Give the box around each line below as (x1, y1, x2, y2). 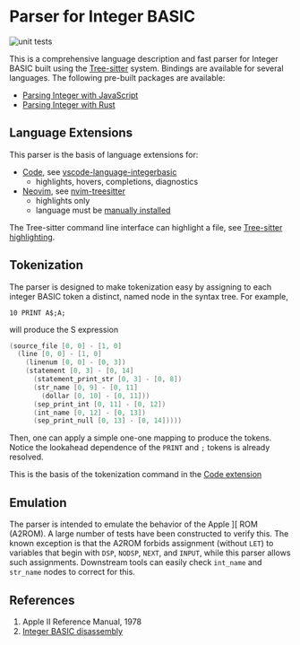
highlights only (35, 195, 90, 205)
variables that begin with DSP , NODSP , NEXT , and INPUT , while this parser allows (9, 547, 291, 558)
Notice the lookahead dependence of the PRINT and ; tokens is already (9, 442, 270, 453)
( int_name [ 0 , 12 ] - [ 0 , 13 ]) (32, 408, 146, 417)
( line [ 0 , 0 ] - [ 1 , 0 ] (17, 350, 102, 359)
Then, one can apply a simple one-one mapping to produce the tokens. (9, 432, 272, 443)
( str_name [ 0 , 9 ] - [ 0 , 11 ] (32, 383, 139, 392)
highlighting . (9, 231, 56, 242)
